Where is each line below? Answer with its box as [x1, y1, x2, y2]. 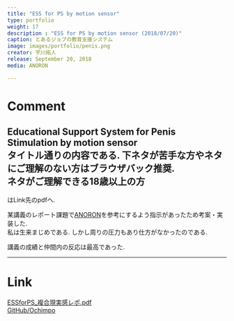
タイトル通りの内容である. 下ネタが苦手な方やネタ [7, 149, 223, 161]
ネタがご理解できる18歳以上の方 [7, 176, 146, 188]
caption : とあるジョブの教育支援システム [7, 36, 114, 43]
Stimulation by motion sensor [7, 137, 138, 149]
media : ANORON [7, 62, 49, 69]
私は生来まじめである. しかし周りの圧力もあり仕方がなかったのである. [7, 227, 208, 236]
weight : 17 [7, 23, 39, 30]
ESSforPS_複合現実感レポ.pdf [7, 298, 92, 306]
